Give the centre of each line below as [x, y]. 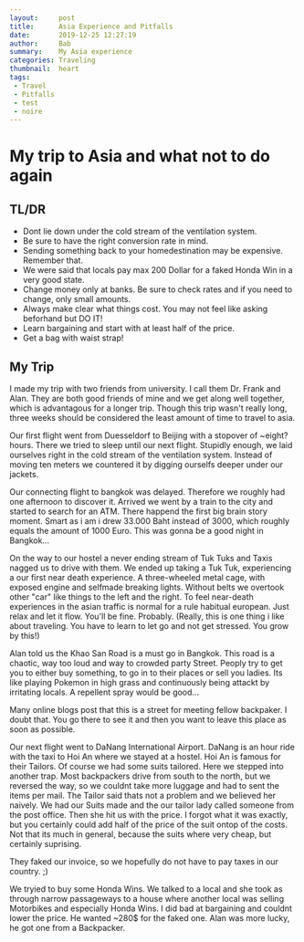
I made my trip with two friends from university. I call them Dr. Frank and [145, 389]
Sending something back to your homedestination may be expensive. [153, 251]
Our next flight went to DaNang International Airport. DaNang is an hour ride [152, 747]
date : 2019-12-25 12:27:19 [73, 35]
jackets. [24, 475]
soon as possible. [42, 729]
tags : [20, 78]
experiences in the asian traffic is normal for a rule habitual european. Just [149, 607]
